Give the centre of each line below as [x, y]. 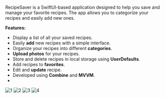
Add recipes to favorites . [39, 64]
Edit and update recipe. [37, 70]
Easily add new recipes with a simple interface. [62, 43]
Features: [16, 28]
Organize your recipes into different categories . [62, 48]
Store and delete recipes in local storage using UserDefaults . [76, 59]
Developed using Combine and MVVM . [53, 75]
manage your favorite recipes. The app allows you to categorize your [77, 13]
